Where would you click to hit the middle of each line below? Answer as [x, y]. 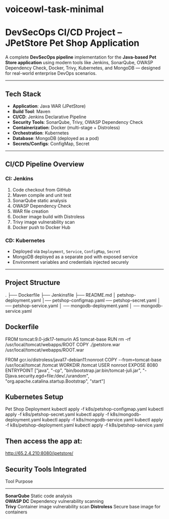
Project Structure [33, 283]
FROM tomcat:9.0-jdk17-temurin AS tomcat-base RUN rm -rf [68, 339]
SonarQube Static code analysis [39, 496]
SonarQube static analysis [39, 200]
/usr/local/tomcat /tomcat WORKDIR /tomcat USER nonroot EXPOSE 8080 [82, 365]
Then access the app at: [44, 441]
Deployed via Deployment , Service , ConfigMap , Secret [66, 251]
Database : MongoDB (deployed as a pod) [56, 138]
